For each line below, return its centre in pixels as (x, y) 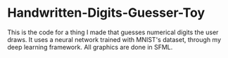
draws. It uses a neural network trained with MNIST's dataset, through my (114, 39)
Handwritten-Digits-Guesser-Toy (106, 13)
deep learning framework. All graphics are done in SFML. (90, 47)
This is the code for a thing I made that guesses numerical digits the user (113, 32)
